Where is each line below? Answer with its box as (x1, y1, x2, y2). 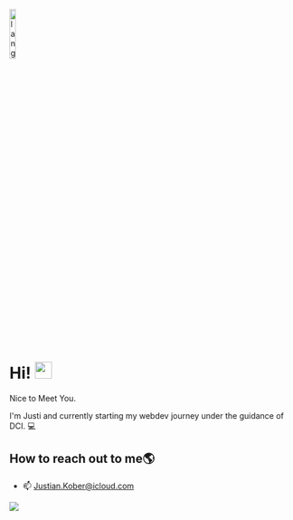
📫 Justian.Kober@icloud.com (22, 480, 135, 491)
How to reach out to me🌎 (9, 451, 156, 467)
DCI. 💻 (9, 421, 36, 431)
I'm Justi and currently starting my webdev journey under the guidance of (9, 410, 285, 421)
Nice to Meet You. (9, 392, 77, 403)
